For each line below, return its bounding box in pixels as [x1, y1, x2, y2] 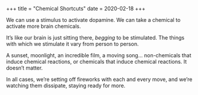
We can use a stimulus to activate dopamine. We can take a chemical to [6, 17, 181, 23]
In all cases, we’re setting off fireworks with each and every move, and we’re [6, 76, 193, 83]
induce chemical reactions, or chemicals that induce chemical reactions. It [6, 58, 187, 65]
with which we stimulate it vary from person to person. [6, 41, 139, 47]
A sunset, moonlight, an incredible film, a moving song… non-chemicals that [6, 52, 191, 58]
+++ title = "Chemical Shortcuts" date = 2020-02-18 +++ [6, 5, 146, 12]
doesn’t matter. [6, 64, 43, 71]
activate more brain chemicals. [6, 23, 82, 30]
